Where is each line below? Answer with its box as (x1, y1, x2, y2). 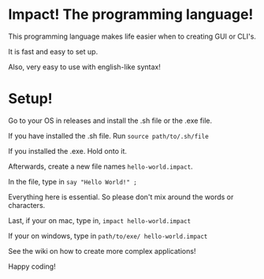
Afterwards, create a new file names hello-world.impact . (8, 162, 193, 171)
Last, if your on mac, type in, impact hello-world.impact (8, 215, 191, 225)
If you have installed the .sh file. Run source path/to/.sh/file (8, 131, 209, 140)
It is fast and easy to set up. (8, 46, 99, 56)
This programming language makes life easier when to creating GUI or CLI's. (8, 32, 256, 41)
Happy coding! (8, 262, 57, 271)
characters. (8, 200, 46, 210)
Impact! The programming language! (8, 6, 254, 24)
